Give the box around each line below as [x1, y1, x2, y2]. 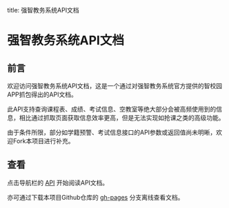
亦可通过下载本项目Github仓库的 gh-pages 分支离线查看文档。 [7, 193, 184, 201]
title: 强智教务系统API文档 [7, 6, 79, 14]
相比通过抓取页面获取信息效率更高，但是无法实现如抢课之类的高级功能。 [19, 114, 225, 122]
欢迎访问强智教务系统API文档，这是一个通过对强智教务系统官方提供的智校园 [7, 82, 223, 90]
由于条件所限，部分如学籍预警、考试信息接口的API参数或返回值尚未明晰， [7, 128, 217, 136]
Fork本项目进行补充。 [12, 137, 74, 145]
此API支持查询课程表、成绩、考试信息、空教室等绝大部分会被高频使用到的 [7, 105, 217, 113]
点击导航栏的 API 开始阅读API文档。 [7, 178, 109, 187]
